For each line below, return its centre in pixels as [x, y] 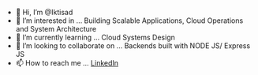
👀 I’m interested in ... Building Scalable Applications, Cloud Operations [129, 21]
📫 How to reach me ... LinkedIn [67, 63]
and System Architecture [56, 29]
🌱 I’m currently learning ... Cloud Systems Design [95, 37]
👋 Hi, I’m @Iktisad [44, 12]
